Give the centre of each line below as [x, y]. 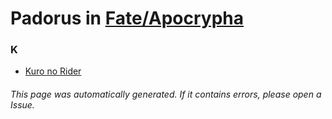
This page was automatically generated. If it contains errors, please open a [166, 94]
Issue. [22, 105]
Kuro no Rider [53, 71]
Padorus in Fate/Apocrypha [127, 18]
